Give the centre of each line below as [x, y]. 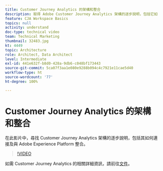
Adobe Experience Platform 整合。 [53, 144]
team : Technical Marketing [32, 37]
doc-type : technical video [32, 32]
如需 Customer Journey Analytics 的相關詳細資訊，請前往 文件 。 [69, 163]
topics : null [18, 23]
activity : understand [27, 28]
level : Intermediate [26, 59]
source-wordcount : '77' [29, 77]
